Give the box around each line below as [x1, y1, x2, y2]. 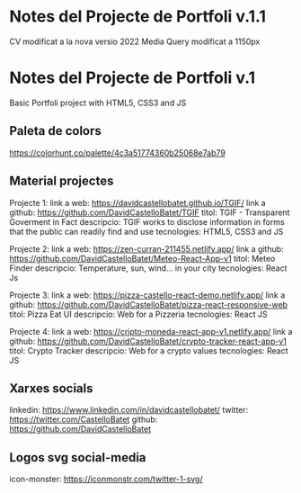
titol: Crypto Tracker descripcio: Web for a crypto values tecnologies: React [9, 345, 289, 356]
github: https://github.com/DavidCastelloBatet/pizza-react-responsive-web [9, 299, 288, 309]
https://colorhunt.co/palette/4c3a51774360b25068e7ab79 [9, 147, 226, 158]
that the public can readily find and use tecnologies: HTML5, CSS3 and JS [9, 226, 284, 237]
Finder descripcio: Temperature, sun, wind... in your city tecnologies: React [9, 263, 288, 273]
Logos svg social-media [9, 450, 146, 465]
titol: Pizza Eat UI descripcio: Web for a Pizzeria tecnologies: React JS [9, 309, 268, 319]
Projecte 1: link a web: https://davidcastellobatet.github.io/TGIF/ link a [9, 197, 267, 208]
